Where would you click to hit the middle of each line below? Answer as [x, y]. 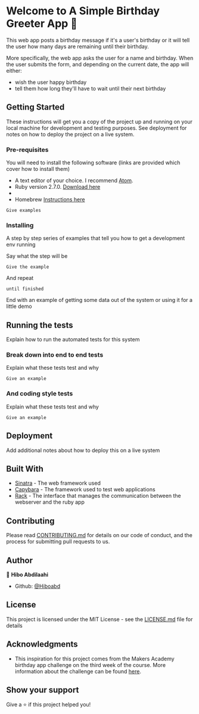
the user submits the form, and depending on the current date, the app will [98, 64]
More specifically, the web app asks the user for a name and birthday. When [100, 58]
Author [19, 560]
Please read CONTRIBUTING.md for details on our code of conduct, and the [99, 535]
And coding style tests [40, 394]
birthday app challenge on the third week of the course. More [90, 665]
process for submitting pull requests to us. [58, 542]
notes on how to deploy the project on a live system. [70, 134]
